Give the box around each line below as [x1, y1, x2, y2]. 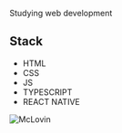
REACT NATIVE [22, 96, 80, 107]
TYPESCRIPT [22, 86, 73, 98]
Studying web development [9, 8, 113, 18]
